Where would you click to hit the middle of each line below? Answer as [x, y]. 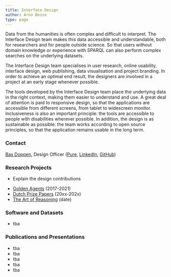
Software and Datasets [34, 213]
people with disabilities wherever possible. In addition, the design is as [80, 119]
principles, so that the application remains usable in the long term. [75, 130]
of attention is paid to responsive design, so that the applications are [78, 103]
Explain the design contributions [47, 178]
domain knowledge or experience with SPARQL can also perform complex [83, 50]
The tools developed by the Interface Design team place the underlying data [86, 92]
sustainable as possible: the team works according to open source [75, 124]
